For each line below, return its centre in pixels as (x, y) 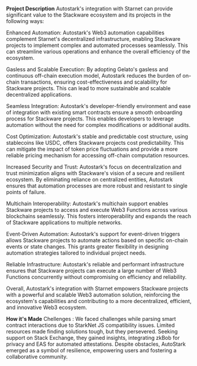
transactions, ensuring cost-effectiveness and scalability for (94, 82)
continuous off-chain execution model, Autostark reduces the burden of (94, 76)
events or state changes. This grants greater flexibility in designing (87, 246)
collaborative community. (37, 357)
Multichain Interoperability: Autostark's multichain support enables (87, 203)
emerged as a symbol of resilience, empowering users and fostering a (91, 350)
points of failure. (26, 192)
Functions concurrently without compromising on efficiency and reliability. (96, 277)
